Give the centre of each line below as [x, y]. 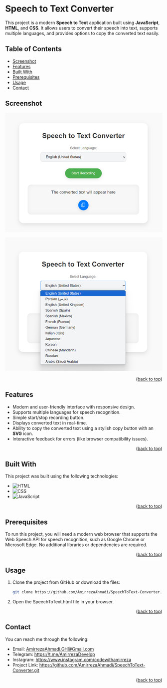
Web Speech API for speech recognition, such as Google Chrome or [75, 540]
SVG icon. [23, 433]
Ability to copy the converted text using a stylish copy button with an [83, 428]
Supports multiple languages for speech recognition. [66, 412]
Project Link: [25, 665]
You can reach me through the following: [47, 639]
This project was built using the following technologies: [62, 476]
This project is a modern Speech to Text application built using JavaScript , [83, 23]
